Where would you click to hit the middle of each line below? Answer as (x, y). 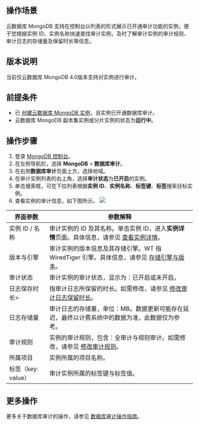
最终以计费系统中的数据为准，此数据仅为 (118, 318)
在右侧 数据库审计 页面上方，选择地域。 (61, 171)
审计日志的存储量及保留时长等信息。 (50, 41)
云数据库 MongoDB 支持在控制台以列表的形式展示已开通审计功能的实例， (95, 26)
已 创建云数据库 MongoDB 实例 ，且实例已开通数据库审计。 (86, 113)
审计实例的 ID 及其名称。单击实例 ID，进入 (108, 229)
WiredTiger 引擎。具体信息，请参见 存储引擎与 (114, 257)
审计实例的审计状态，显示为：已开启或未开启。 (115, 278)
